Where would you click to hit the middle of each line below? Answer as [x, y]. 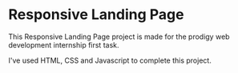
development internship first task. [64, 44]
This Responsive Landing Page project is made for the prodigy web [119, 36]
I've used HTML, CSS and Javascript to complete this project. [110, 60]
